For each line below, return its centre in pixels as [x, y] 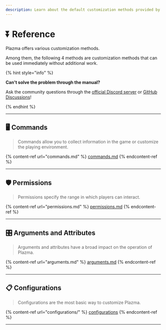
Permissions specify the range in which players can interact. [79, 197]
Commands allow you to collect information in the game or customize [88, 142]
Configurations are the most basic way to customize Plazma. [79, 302]
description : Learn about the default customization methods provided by [83, 10]
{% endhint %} [21, 106]
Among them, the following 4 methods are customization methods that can [82, 58]
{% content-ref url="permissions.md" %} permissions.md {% [68, 207]
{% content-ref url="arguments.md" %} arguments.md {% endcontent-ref [81, 262]
